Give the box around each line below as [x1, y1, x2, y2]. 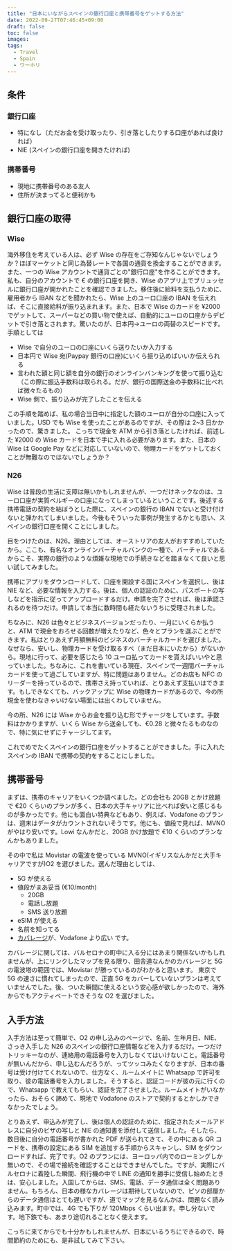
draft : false [7, 23, 45, 30]
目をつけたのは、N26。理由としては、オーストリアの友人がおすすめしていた [7, 537, 225, 545]
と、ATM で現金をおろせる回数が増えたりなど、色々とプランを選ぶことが [7, 627, 216, 635]
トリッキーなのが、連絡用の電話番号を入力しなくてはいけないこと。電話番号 [7, 1051, 226, 1059]
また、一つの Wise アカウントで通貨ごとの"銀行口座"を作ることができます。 [7, 268, 224, 276]
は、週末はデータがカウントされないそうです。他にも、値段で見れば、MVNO [7, 819, 226, 827]
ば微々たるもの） [17, 386, 66, 395]
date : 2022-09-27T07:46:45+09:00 [7, 17, 104, 24]
